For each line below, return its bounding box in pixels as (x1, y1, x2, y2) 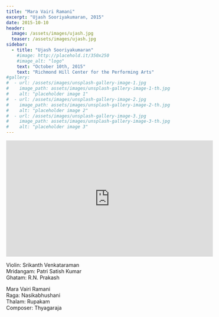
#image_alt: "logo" (17, 58, 65, 64)
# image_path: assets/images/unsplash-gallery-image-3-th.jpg (6, 119, 170, 125)
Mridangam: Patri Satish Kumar (6, 268, 81, 274)
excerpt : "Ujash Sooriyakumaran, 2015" (6, 14, 104, 20)
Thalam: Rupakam (6, 298, 50, 305)
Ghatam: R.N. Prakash (6, 274, 60, 281)
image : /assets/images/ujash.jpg (11, 31, 94, 37)
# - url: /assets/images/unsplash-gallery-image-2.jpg (6, 96, 146, 102)
